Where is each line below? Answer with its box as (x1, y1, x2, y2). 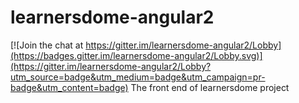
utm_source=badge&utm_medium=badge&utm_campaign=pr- (10, 71, 266, 83)
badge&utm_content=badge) (10, 81, 129, 93)
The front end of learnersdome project (130, 81, 290, 93)
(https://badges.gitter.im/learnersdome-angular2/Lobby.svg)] (10, 49, 263, 61)
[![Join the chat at (10, 39, 84, 51)
